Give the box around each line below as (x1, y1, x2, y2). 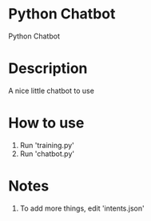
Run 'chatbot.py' (19, 149, 74, 159)
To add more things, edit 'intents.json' (19, 203, 145, 213)
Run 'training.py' (19, 140, 74, 150)
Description (8, 59, 88, 78)
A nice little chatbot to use (8, 86, 94, 95)
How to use (8, 114, 85, 132)
